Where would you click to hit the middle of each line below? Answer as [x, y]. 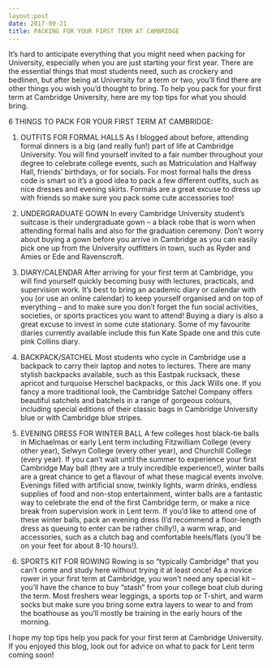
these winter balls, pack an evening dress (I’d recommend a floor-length [140, 520]
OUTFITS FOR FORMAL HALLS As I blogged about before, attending [134, 137]
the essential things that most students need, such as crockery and [121, 72]
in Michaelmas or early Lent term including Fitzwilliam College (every [136, 442]
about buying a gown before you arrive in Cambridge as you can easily [139, 240]
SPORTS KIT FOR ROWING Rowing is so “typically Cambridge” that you [139, 562]
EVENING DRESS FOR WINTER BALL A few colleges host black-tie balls [140, 434]
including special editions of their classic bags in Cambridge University [139, 409]
